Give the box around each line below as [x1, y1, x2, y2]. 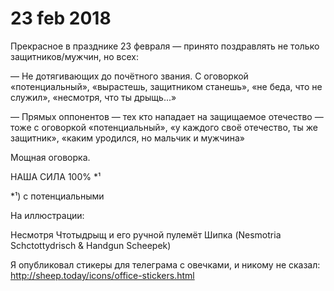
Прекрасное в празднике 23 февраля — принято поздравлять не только [10, 40, 320, 52]
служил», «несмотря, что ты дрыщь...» [10, 91, 177, 103]
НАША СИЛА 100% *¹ [10, 170, 102, 182]
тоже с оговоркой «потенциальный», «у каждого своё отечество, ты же [10, 121, 318, 133]
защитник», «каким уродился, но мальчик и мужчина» [10, 132, 246, 144]
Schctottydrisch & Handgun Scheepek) [10, 239, 172, 251]
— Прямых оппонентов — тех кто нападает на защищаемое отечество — [10, 110, 324, 122]
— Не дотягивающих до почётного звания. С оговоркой [10, 70, 249, 82]
